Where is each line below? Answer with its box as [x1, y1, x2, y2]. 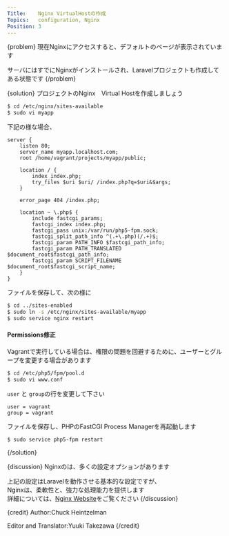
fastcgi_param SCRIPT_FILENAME [32, 257, 122, 264]
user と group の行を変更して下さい [7, 389, 105, 397]
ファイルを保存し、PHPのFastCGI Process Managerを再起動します [7, 422, 197, 430]
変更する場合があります [25, 356, 92, 364]
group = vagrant [7, 409, 54, 416]
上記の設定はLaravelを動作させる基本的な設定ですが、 [7, 477, 161, 485]
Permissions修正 [7, 330, 57, 339]
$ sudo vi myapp [7, 110, 54, 117]
